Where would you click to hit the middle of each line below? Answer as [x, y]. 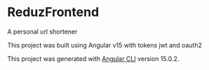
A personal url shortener [42, 31]
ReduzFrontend [53, 12]
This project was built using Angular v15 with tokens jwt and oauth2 [104, 45]
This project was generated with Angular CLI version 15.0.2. [93, 58]
